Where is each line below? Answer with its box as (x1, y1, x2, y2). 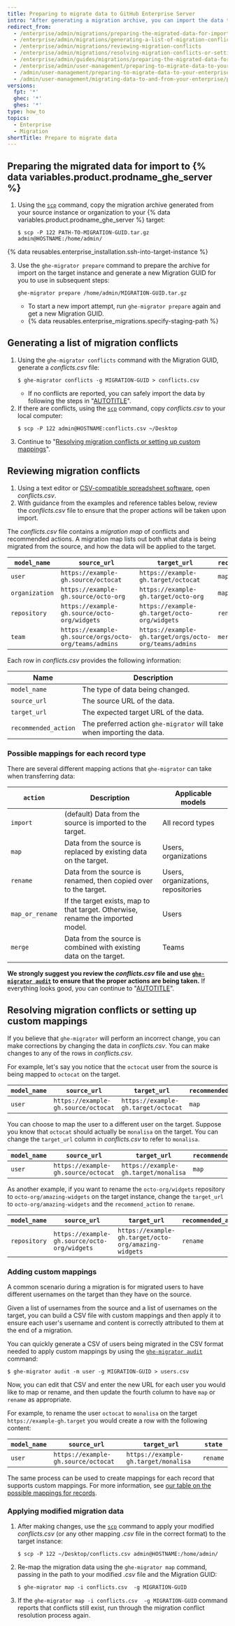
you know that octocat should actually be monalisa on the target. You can (7, 1127, 219, 1136)
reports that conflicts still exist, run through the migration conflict (17, 1604, 205, 1612)
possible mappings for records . (7, 1489, 98, 1498)
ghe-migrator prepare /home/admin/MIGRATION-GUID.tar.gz (17, 290, 187, 297)
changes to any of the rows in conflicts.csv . (7, 1049, 133, 1057)
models (180, 797, 206, 807)
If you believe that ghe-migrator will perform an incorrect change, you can (7, 1034, 220, 1042)
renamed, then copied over (64, 875, 153, 885)
